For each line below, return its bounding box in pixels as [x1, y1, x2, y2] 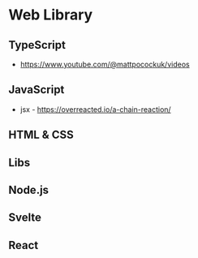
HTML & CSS [8, 128, 75, 142]
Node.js [8, 183, 49, 196]
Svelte [8, 211, 42, 225]
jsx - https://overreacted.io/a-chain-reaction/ [19, 104, 172, 114]
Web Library [8, 6, 93, 24]
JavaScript [8, 83, 65, 97]
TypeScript [8, 38, 67, 52]
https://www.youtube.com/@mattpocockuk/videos [19, 59, 190, 69]
